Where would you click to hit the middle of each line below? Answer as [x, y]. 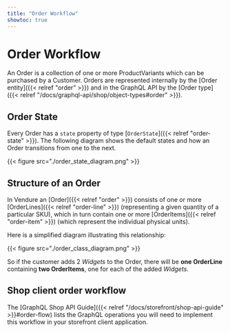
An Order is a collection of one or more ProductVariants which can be [106, 73]
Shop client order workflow [67, 291]
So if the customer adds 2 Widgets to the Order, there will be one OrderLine [115, 262]
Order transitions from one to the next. [62, 148]
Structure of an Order [54, 183]
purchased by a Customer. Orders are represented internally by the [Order [112, 81]
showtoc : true [28, 20]
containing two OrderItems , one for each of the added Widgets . [98, 269]
